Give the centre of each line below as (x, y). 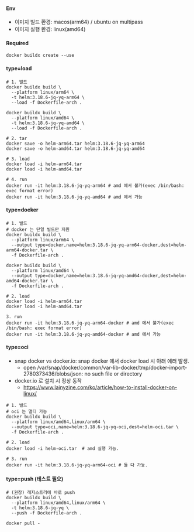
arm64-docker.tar (27, 250)
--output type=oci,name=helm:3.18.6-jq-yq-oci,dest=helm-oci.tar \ (95, 427)
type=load (19, 68)
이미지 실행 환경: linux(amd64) (50, 29)
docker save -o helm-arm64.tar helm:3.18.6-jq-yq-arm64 (75, 144)
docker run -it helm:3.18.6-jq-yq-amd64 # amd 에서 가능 (75, 197)
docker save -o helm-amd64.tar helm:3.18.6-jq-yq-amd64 (75, 149)
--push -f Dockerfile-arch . (47, 513)
